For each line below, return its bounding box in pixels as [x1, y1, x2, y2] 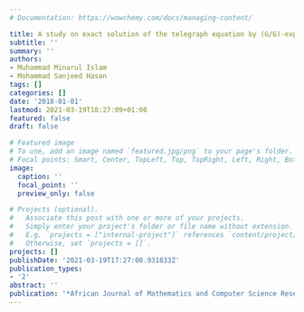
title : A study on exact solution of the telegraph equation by [9, 29, 257, 39]
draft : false [9, 122, 59, 131]
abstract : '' [9, 281, 59, 290]
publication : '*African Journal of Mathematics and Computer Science [9, 289, 278, 298]
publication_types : [9, 264, 83, 273]
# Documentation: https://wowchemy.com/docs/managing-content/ [9, 13, 253, 23]
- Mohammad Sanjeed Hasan [9, 71, 107, 81]
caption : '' [17, 172, 63, 181]
